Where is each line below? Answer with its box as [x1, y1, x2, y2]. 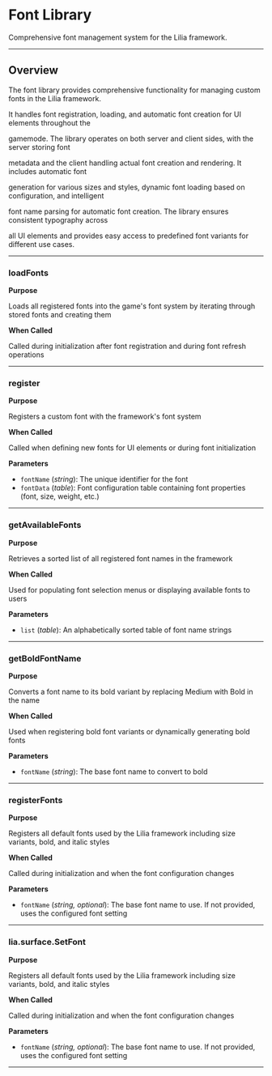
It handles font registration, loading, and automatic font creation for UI [8, 109, 241, 119]
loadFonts [8, 267, 49, 279]
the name [8, 695, 40, 705]
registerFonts [8, 794, 63, 806]
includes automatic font [8, 166, 87, 176]
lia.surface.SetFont [8, 937, 87, 948]
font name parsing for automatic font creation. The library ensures [8, 206, 229, 216]
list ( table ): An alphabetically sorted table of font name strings [19, 625, 232, 635]
